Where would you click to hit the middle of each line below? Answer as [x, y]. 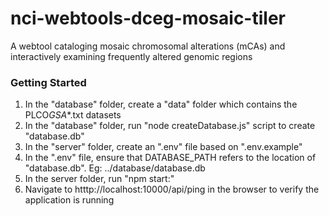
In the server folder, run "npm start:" [99, 179]
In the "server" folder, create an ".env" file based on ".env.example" [163, 147]
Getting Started [48, 82]
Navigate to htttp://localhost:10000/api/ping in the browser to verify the [172, 189]
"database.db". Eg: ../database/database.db [115, 168]
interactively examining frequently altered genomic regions [131, 56]
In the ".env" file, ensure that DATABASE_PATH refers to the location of [170, 158]
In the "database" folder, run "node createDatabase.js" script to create [170, 126]
